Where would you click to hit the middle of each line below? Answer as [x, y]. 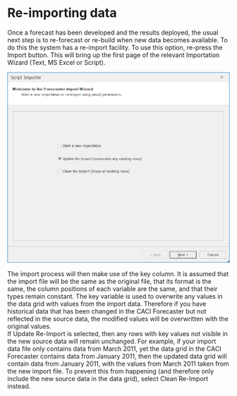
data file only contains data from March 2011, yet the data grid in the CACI [114, 348]
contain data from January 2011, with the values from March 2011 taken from [118, 364]
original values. [29, 326]
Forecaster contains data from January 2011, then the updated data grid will [117, 356]
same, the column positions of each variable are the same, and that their [113, 289]
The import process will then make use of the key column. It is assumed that [118, 273]
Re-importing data [62, 13]
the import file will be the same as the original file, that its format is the [109, 281]
